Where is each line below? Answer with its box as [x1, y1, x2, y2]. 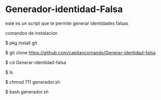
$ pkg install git [5, 39, 37, 46]
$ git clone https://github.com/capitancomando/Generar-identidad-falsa [5, 49, 156, 56]
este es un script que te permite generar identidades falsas [5, 20, 129, 26]
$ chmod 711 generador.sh [5, 79, 60, 85]
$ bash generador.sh [5, 88, 49, 94]
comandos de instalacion [5, 30, 58, 36]
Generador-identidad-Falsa [5, 4, 123, 15]
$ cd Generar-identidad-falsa [5, 59, 67, 65]
